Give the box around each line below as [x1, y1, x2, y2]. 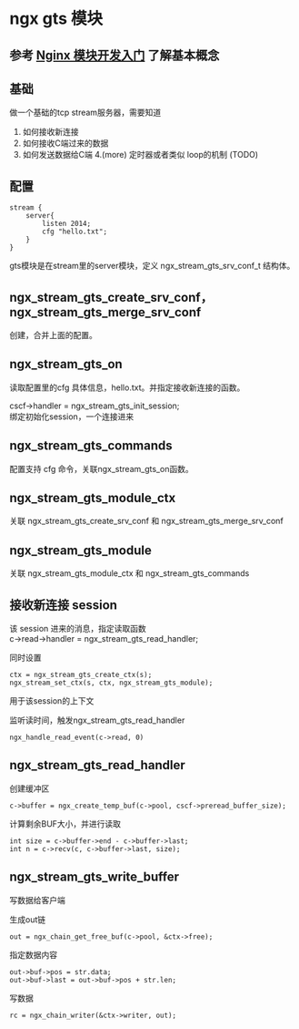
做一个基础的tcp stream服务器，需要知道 [9, 107, 162, 118]
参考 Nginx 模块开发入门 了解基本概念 [9, 47, 220, 63]
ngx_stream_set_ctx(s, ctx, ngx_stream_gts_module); [9, 678, 214, 688]
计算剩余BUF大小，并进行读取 [9, 818, 121, 829]
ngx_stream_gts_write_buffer [9, 870, 180, 885]
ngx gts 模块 [9, 8, 104, 29]
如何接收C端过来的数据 [22, 138, 109, 149]
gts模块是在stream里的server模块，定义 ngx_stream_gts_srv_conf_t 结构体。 [9, 261, 295, 272]
